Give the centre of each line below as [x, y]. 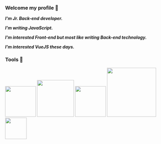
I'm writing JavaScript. [29, 28]
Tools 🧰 [14, 60]
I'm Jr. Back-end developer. [34, 19]
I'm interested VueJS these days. [40, 47]
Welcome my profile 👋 [32, 8]
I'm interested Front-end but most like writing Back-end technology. [76, 37]
